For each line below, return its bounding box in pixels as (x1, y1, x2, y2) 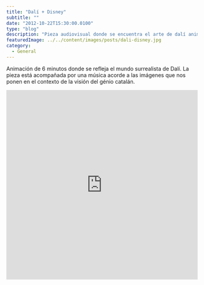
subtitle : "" (6, 15, 39, 21)
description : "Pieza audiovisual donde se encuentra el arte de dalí (6, 32, 186, 38)
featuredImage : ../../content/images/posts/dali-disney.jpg (6, 37, 162, 43)
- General (12, 49, 36, 55)
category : (6, 43, 32, 49)
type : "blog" (6, 25, 39, 32)
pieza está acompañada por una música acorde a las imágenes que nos (6, 71, 186, 79)
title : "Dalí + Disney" (6, 8, 67, 15)
